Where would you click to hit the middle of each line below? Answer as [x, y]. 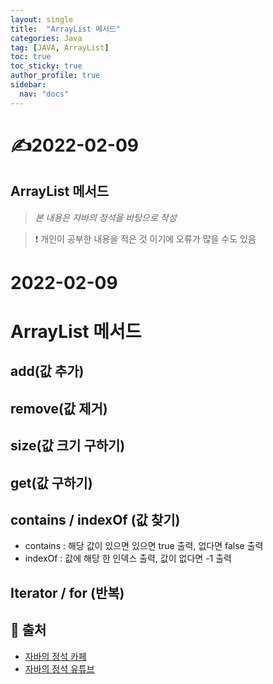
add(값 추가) [47, 371]
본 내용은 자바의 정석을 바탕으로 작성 [105, 217]
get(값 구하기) [51, 482]
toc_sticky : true [46, 66]
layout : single [42, 19]
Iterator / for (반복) [67, 592]
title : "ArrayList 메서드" [66, 29]
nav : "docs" [44, 94]
